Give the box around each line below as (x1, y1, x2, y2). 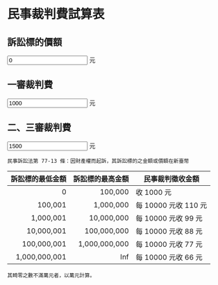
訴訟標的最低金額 (10, 174, 67, 184)
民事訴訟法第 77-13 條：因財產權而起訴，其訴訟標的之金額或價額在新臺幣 (7, 157, 190, 164)
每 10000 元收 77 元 (135, 239, 203, 249)
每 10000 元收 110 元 (135, 200, 208, 210)
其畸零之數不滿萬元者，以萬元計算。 (7, 272, 96, 279)
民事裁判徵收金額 (143, 174, 200, 184)
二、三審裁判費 (7, 122, 72, 134)
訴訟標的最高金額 (73, 174, 130, 184)
